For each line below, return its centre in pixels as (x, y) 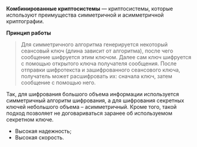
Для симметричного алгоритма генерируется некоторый (94, 45)
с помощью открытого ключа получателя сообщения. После (99, 63)
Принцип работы (29, 33)
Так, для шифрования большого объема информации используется (93, 94)
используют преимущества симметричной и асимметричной (85, 15)
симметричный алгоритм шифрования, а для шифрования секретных (95, 100)
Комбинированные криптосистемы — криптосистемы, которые (90, 9)
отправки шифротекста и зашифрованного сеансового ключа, (101, 70)
